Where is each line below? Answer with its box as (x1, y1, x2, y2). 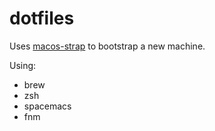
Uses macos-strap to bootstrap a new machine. (9, 40, 206, 52)
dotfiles (9, 7, 75, 30)
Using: (9, 59, 37, 71)
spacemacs (23, 100, 72, 112)
